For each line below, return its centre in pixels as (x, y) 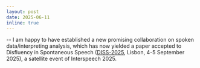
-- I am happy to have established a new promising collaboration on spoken (100, 40)
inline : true (23, 23)
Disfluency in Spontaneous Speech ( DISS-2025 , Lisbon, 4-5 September (95, 52)
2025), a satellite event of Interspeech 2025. (61, 59)
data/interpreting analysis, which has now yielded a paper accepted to (94, 46)
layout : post (23, 12)
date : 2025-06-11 (28, 17)
